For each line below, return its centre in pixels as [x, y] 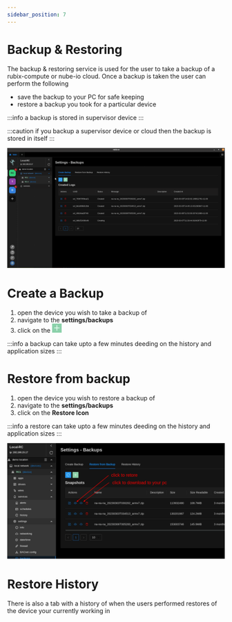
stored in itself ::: [31, 138]
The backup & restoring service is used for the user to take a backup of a [111, 68]
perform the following [38, 84]
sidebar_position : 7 [37, 14]
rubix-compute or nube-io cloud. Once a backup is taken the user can [107, 76]
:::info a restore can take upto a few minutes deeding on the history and [109, 426]
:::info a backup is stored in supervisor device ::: [76, 117]
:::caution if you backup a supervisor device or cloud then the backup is [109, 130]
